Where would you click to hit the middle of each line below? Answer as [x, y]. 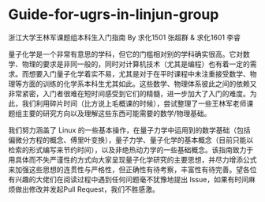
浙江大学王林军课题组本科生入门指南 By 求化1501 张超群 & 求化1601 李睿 [125, 37]
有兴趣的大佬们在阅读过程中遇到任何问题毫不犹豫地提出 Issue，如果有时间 [128, 179]
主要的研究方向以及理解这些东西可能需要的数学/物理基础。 [116, 113]
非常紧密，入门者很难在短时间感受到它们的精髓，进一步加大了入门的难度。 [129, 93]
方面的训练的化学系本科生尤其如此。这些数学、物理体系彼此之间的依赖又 [139, 84]
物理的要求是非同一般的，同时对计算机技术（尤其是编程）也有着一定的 [136, 64]
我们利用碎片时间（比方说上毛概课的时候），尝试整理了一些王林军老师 [134, 103]
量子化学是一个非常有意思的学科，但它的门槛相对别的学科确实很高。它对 [125, 54]
